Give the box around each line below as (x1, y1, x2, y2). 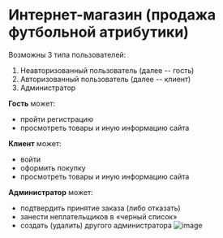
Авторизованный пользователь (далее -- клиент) (19, 74, 191, 84)
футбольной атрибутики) (8, 23, 189, 41)
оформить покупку (19, 162, 87, 172)
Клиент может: (8, 138, 62, 148)
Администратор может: (8, 187, 93, 197)
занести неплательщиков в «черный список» (19, 211, 178, 221)
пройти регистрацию (19, 114, 94, 123)
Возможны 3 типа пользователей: (8, 50, 127, 59)
